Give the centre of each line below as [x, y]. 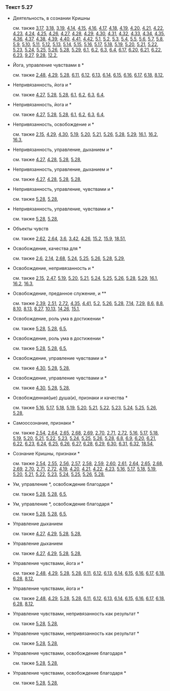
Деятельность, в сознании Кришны [51, 18]
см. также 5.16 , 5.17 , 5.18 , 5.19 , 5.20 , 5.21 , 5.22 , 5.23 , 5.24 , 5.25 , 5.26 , [85, 408]
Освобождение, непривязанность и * [53, 268]
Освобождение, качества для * [47, 249]
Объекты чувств [30, 229]
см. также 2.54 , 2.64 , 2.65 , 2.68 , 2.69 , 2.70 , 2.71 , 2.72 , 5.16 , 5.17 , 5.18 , [86, 433]
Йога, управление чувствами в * [48, 65]
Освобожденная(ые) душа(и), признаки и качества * [70, 398]
